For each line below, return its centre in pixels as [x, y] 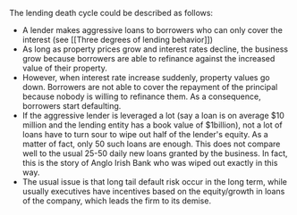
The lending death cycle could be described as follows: [111, 13]
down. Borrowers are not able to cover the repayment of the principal [150, 87]
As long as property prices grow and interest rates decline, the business [155, 49]
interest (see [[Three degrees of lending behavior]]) [117, 40]
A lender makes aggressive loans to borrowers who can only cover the [153, 30]
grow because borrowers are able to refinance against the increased [148, 58]
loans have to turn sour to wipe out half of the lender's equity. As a [145, 134]
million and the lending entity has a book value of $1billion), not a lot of [153, 125]
